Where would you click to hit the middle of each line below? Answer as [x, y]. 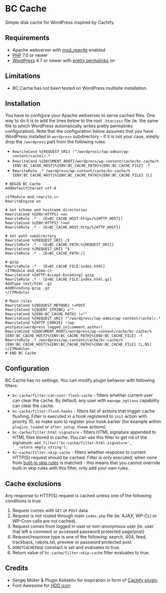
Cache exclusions [33, 484]
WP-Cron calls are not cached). [44, 521]
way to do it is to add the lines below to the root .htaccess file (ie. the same [82, 121]
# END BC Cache [21, 353]
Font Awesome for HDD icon [41, 585]
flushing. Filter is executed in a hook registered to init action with [80, 416]
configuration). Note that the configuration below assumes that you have [79, 131]
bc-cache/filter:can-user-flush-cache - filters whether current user [83, 395]
